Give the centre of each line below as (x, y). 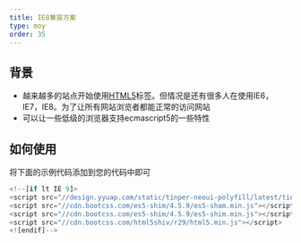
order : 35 (28, 34)
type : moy (28, 26)
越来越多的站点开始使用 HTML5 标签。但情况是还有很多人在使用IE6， (147, 96)
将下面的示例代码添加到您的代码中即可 (80, 172)
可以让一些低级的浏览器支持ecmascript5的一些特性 (116, 118)
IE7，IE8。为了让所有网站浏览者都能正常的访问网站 (116, 107)
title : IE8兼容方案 (43, 17)
